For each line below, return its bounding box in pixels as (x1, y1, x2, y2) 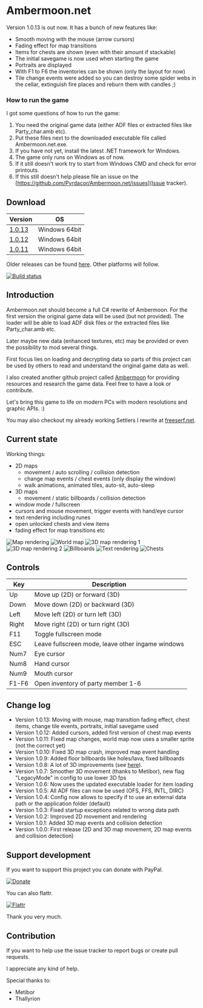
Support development (6, 850, 91, 860)
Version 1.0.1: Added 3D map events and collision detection (15, 819, 162, 826)
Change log (6, 700, 51, 710)
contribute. (6, 386, 34, 393)
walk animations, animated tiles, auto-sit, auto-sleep (24, 481, 155, 489)
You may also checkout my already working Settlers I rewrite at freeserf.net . (6, 417, 196, 424)
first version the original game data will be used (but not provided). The (6, 312, 184, 319)
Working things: (6, 450, 46, 457)
